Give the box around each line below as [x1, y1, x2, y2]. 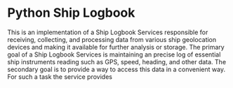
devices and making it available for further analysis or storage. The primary [7, 43, 225, 51]
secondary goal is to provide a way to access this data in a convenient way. [7, 65, 226, 73]
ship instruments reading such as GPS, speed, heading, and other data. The [7, 57, 227, 66]
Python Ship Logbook [7, 5, 135, 21]
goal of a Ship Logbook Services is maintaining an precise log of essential [7, 50, 221, 59]
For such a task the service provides [7, 72, 112, 81]
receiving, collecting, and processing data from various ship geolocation [7, 35, 217, 43]
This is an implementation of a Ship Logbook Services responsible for [7, 28, 208, 36]
